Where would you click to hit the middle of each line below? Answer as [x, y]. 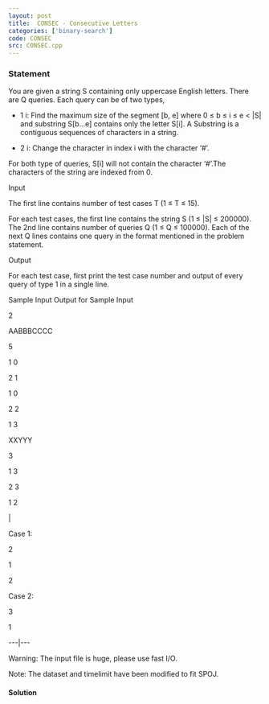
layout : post [30, 16]
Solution [23, 693]
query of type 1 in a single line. [59, 284]
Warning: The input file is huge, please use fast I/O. [93, 659]
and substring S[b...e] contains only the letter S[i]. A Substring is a [129, 124]
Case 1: [20, 534]
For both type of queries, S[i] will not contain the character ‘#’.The [117, 164]
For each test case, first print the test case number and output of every [126, 276]
